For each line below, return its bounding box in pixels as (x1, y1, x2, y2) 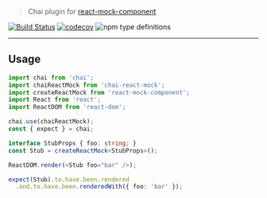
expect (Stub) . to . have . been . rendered (8, 175, 130, 184)
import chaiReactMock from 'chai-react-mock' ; (8, 81, 165, 89)
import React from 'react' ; (8, 95, 102, 104)
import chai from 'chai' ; (8, 73, 94, 82)
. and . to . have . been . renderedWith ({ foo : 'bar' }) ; (15, 183, 183, 191)
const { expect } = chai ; (8, 125, 94, 134)
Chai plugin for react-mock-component (27, 7, 157, 16)
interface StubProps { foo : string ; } (8, 139, 137, 147)
